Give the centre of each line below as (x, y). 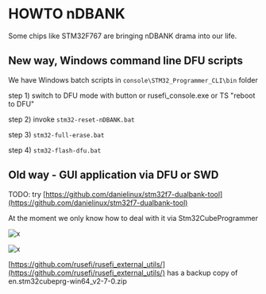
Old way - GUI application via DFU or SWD (114, 175)
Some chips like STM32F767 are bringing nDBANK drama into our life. (123, 36)
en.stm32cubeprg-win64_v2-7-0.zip (67, 281)
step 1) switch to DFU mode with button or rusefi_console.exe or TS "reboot (132, 95)
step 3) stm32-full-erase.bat (56, 134)
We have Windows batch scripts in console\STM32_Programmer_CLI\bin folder (133, 79)
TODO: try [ (27, 194)
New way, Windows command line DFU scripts (126, 61)
